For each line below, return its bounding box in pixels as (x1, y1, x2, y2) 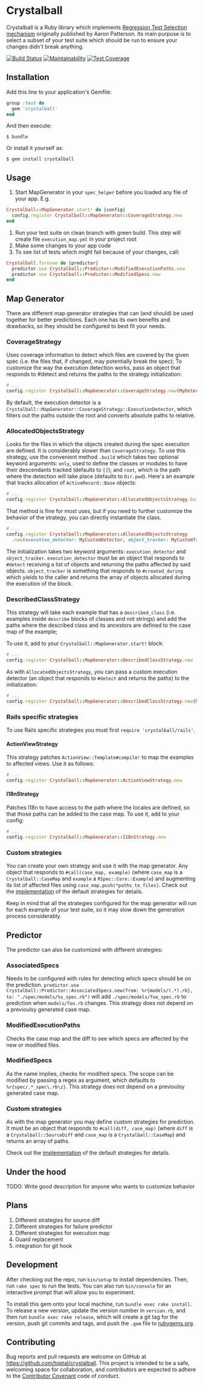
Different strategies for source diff (14, 1216, 100, 1223)
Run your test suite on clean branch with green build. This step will (14, 229, 181, 236)
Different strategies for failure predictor (14, 1223, 113, 1230)
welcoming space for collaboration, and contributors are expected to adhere (6, 1366, 196, 1374)
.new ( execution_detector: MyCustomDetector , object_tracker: (11, 537, 169, 543)
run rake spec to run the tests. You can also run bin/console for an (6, 1282, 172, 1289)
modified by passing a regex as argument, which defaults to (6, 1076, 156, 1084)
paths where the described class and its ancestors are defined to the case (6, 621, 192, 629)
